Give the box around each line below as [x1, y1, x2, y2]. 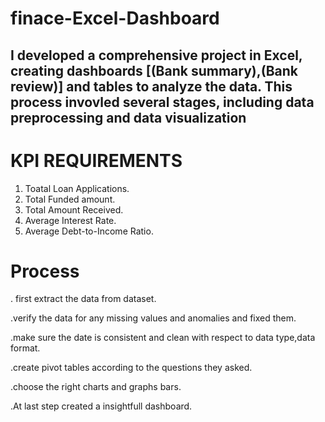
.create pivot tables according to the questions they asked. [10, 362, 253, 374]
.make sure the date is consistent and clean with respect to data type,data [10, 332, 316, 344]
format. [10, 342, 41, 354]
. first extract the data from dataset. [10, 293, 157, 305]
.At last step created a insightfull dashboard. [10, 400, 193, 412]
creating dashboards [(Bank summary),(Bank [10, 62, 299, 79]
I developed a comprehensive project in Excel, [10, 47, 303, 64]
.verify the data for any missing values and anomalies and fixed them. [10, 312, 297, 324]
